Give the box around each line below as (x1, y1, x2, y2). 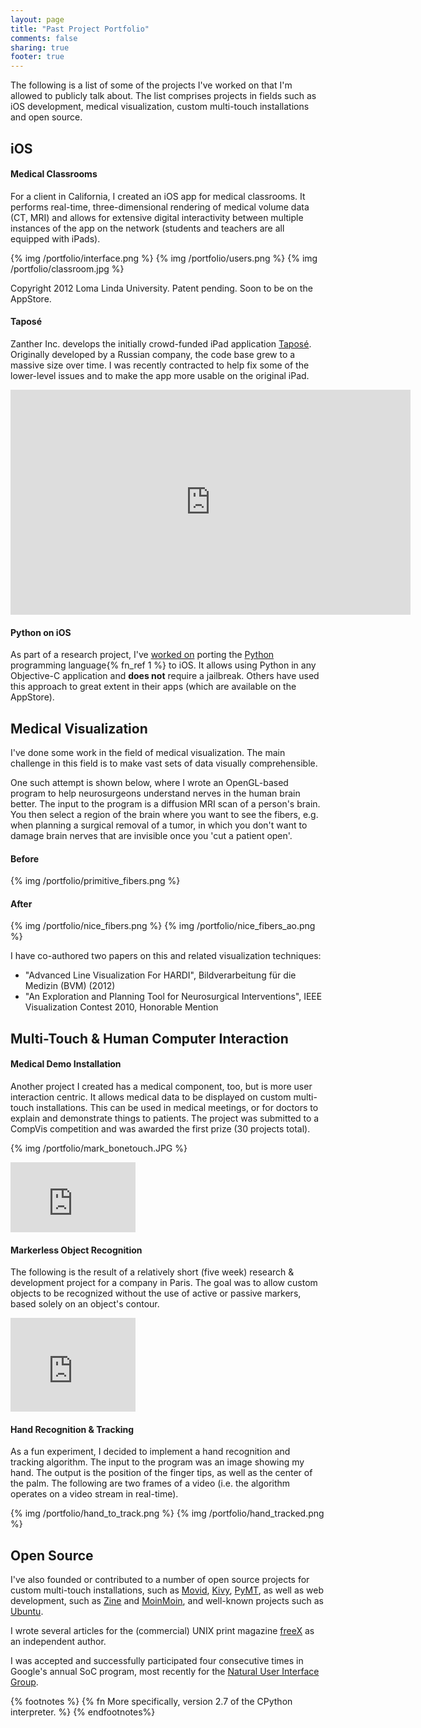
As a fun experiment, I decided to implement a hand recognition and (10, 1446, 291, 1458)
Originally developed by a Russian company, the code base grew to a (10, 348, 296, 360)
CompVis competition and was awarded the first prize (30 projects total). (10, 1122, 311, 1135)
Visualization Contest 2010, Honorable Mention (24, 1001, 219, 1013)
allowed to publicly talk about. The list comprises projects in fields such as (10, 90, 317, 102)
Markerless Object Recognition (10, 1244, 143, 1256)
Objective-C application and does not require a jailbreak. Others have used (10, 670, 320, 682)
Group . (10, 1676, 39, 1688)
